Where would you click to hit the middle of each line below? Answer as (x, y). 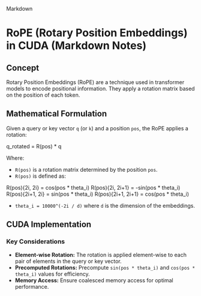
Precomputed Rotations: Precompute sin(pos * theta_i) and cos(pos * (105, 267)
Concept (23, 68)
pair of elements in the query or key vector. (68, 261)
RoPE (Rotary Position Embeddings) (97, 33)
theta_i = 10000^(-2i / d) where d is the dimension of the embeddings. (105, 205)
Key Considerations (36, 241)
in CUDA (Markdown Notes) (76, 46)
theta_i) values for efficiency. (52, 274)
